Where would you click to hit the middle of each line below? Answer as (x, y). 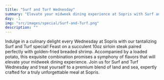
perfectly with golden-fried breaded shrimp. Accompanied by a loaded (76, 52)
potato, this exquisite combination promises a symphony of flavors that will (80, 57)
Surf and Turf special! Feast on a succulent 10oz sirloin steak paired (73, 47)
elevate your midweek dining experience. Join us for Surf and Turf (72, 62)
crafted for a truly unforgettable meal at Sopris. (52, 72)
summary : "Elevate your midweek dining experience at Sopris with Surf (79, 14)
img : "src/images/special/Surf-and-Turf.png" (52, 23)
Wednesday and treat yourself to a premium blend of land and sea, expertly (81, 67)
